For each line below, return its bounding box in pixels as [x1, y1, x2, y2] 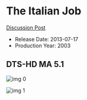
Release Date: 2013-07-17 [14, 35, 79, 43]
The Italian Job [6, 4, 82, 18]
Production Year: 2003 [14, 42, 71, 49]
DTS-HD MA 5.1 [6, 59, 64, 69]
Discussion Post [6, 24, 46, 31]
